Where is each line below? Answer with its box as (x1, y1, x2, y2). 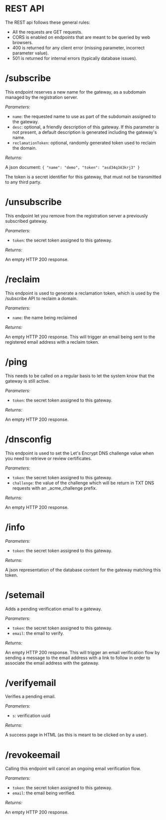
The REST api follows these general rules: (5, 19, 91, 25)
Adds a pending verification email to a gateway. (5, 606, 103, 612)
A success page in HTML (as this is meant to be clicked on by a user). (5, 732, 148, 738)
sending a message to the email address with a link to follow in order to (5, 655, 150, 661)
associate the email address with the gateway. (5, 660, 100, 666)
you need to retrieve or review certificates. (5, 455, 92, 461)
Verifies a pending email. (5, 694, 56, 700)
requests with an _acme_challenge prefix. (12, 485, 97, 491)
